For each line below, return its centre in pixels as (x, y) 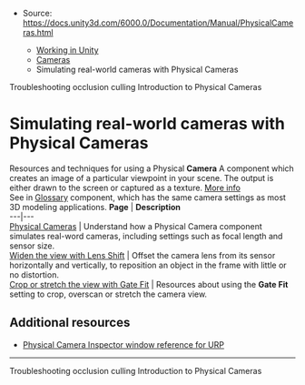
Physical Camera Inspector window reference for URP (123, 344)
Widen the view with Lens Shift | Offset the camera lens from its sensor (143, 255)
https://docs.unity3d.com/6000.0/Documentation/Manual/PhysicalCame (158, 23)
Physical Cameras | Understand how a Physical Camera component (136, 226)
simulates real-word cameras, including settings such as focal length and (146, 236)
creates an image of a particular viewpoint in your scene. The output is (142, 177)
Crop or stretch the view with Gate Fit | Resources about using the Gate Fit (149, 284)
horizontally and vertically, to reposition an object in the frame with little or (148, 265)
